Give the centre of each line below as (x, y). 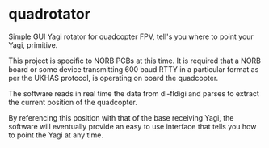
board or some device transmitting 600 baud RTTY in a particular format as (134, 69)
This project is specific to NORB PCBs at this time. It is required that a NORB (134, 61)
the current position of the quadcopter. (73, 102)
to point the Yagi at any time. (56, 135)
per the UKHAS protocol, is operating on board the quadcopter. (113, 78)
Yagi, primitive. (33, 44)
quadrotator (50, 14)
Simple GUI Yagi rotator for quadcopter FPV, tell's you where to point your (131, 36)
